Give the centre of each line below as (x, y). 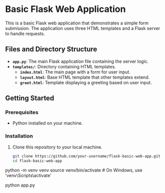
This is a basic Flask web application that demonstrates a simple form (77, 23)
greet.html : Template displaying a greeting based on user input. (86, 82)
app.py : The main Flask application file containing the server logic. (80, 61)
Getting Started (30, 98)
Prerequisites (22, 112)
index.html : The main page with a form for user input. (75, 72)
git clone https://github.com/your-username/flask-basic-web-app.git (86, 156)
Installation (19, 136)
